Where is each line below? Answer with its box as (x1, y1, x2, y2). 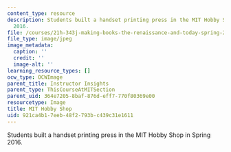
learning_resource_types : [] (7, 67, 91, 74)
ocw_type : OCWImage (7, 73, 63, 81)
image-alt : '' (13, 61, 54, 68)
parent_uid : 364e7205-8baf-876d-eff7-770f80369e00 (7, 93, 155, 100)
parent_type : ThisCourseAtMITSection (7, 86, 115, 93)
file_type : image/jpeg (7, 36, 72, 42)
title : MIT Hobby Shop (7, 105, 72, 112)
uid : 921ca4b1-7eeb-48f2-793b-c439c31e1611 (7, 112, 134, 118)
